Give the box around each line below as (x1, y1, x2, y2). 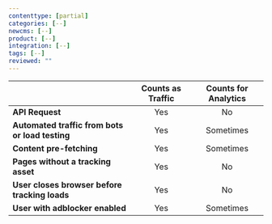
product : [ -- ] (8, 34, 57, 43)
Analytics (207, 92, 247, 104)
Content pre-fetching (12, 142, 99, 154)
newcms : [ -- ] (8, 27, 53, 35)
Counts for (206, 82, 249, 94)
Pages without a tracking (12, 155, 112, 167)
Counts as (141, 82, 182, 94)
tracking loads (12, 189, 70, 201)
